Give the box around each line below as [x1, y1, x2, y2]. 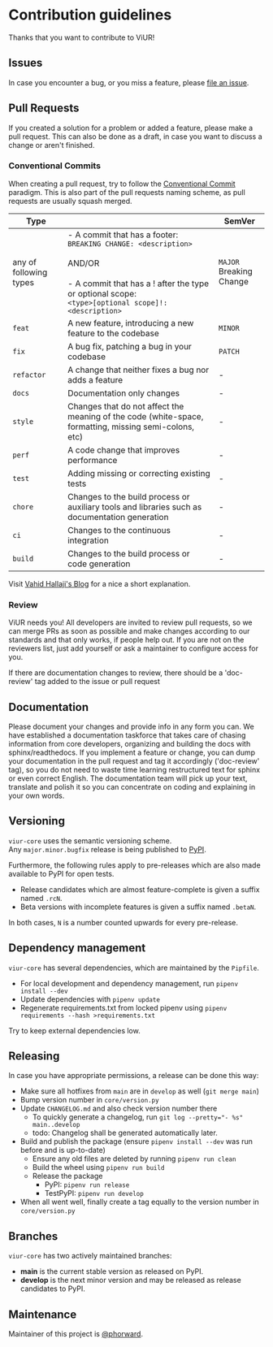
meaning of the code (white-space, [67, 410, 204, 422]
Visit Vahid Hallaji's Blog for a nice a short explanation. [8, 578, 191, 588]
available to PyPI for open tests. [8, 868, 115, 878]
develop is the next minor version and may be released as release [19, 1276, 241, 1285]
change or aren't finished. [8, 140, 95, 149]
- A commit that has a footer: [67, 229, 179, 240]
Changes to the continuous [67, 524, 171, 535]
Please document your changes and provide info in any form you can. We [8, 721, 254, 731]
